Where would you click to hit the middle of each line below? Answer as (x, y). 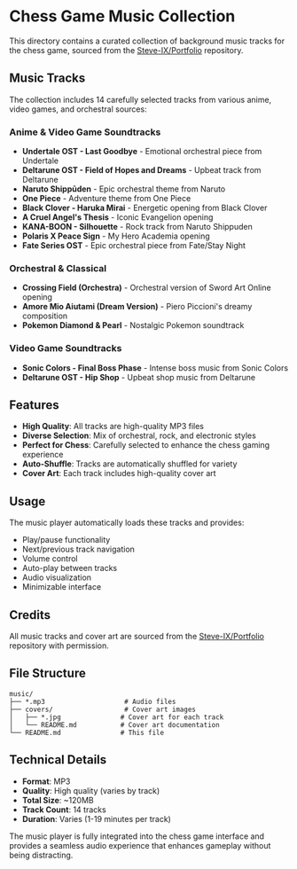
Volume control (50, 559)
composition (45, 316)
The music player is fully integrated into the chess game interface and (137, 836)
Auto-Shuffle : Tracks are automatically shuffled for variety (129, 464)
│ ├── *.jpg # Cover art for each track (117, 717)
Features (34, 405)
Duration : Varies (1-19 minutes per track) (96, 818)
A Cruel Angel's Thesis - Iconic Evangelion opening (117, 217)
